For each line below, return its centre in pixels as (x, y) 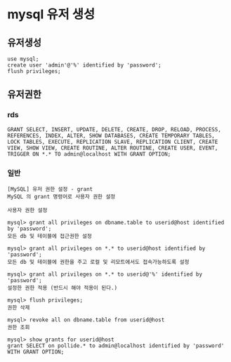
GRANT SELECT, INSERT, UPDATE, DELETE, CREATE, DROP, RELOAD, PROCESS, (114, 129)
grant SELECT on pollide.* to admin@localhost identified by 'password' (116, 346)
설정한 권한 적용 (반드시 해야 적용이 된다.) (62, 288)
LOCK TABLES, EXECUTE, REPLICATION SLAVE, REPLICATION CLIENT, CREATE (113, 142)
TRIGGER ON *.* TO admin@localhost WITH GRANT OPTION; (89, 154)
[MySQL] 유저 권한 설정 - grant (50, 189)
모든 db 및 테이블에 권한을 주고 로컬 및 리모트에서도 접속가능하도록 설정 (98, 262)
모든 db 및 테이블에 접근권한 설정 (50, 236)
